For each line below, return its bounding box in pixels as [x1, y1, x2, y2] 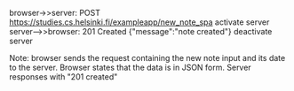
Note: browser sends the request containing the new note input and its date [9, 53, 286, 63]
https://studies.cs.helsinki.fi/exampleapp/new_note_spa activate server [9, 17, 270, 27]
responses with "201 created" [9, 72, 118, 82]
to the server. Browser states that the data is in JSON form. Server [9, 62, 251, 72]
